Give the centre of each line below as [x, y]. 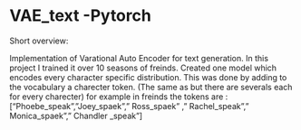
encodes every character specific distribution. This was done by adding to [148, 77]
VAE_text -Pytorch [80, 16]
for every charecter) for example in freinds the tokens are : [119, 97]
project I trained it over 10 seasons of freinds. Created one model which [143, 68]
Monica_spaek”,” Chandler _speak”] [76, 116]
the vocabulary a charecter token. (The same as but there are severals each [151, 87]
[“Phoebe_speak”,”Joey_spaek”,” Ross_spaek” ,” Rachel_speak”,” [129, 106]
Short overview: [39, 41]
